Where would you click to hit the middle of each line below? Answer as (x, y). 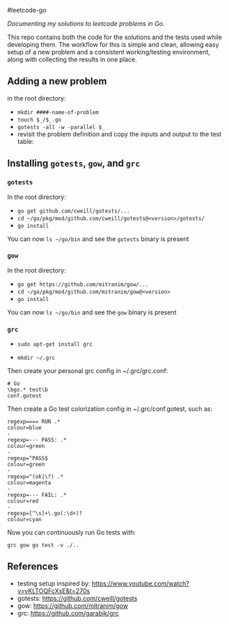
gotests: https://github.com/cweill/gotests (77, 598)
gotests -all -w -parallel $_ (61, 127)
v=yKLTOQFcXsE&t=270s (54, 590)
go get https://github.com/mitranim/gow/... (83, 284)
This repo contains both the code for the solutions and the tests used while (115, 37)
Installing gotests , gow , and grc (74, 164)
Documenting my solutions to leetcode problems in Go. (86, 23)
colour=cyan (24, 520)
